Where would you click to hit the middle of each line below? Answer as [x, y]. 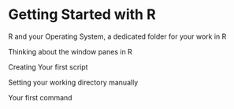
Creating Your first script [48, 67]
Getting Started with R [82, 15]
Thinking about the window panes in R [70, 51]
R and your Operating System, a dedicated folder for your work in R [117, 36]
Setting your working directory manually [73, 82]
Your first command [40, 97]
